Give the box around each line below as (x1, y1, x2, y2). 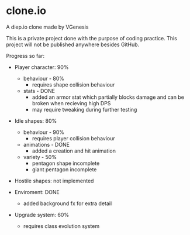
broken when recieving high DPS (32, 99, 111, 106)
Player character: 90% (14, 63, 69, 71)
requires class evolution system (23, 222, 100, 229)
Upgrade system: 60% (14, 211, 69, 218)
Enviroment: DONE (14, 188, 60, 195)
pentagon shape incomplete (32, 160, 100, 167)
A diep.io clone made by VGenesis (6, 23, 89, 30)
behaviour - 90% (23, 129, 65, 136)
